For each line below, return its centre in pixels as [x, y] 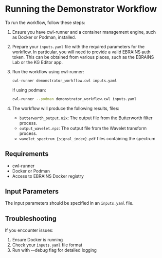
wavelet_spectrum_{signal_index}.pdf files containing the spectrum [87, 138]
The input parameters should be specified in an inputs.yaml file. [69, 203]
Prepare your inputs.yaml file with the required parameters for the [78, 46]
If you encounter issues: [29, 230]
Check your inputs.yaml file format [47, 245]
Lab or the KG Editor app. [37, 62]
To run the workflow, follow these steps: [45, 22]
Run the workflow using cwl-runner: [48, 71]
